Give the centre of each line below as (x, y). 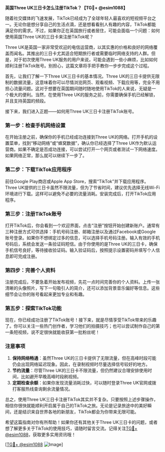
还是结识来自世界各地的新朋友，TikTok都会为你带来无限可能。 (76, 412)
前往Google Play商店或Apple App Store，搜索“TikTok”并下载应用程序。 (77, 181)
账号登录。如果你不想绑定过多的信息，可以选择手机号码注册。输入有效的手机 (82, 238)
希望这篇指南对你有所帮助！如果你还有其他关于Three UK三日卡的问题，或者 (82, 422)
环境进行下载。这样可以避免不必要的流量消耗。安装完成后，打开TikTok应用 (81, 193)
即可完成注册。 (24, 256)
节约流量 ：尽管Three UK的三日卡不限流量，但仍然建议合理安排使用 (80, 370)
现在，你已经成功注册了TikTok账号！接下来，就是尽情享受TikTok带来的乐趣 (81, 320)
